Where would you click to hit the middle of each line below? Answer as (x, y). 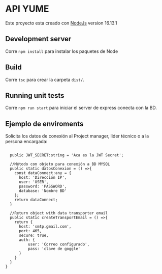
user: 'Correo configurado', (59, 244)
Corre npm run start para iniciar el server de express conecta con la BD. (81, 108)
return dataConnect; (36, 200)
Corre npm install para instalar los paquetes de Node (62, 51)
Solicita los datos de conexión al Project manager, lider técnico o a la (77, 136)
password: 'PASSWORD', (43, 186)
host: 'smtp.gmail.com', (45, 227)
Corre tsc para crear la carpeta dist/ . (45, 79)
